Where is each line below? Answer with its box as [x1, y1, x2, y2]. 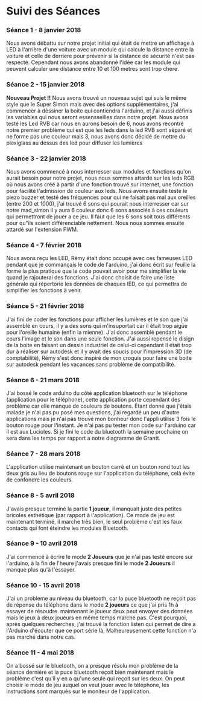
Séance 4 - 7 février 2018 [6, 241, 82, 249]
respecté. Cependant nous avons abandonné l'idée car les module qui [6, 59, 181, 66]
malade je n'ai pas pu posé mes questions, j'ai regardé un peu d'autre [6, 408, 180, 416]
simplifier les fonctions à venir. [6, 287, 83, 294]
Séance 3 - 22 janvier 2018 [6, 154, 86, 163]
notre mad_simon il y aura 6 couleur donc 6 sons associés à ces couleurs [6, 207, 189, 214]
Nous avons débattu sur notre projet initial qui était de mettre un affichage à [6, 39, 195, 47]
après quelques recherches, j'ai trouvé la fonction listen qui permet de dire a [6, 621, 196, 628]
